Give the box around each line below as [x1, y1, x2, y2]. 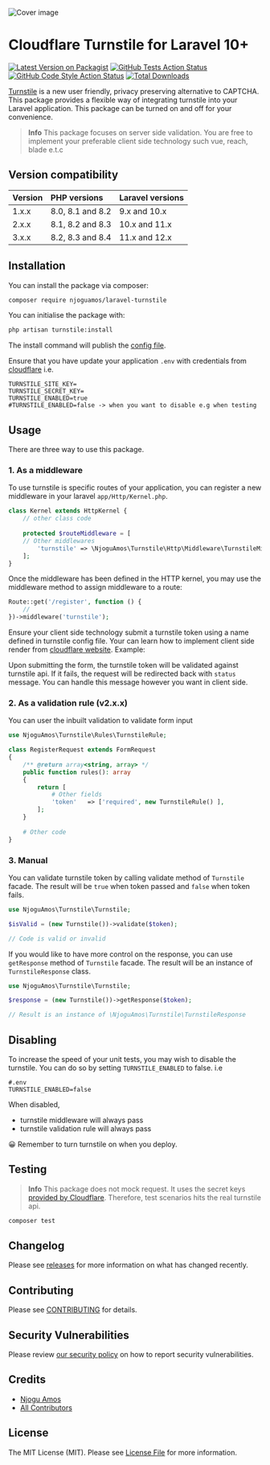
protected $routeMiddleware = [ [22, 529, 131, 538]
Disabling [8, 1033, 57, 1047]
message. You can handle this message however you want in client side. [8, 677, 248, 687]
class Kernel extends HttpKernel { [8, 507, 128, 515]
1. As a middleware [8, 465, 83, 476]
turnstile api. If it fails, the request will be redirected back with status [8, 669, 236, 679]
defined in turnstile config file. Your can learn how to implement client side [8, 636, 255, 646]
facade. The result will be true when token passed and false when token [8, 881, 251, 891]
